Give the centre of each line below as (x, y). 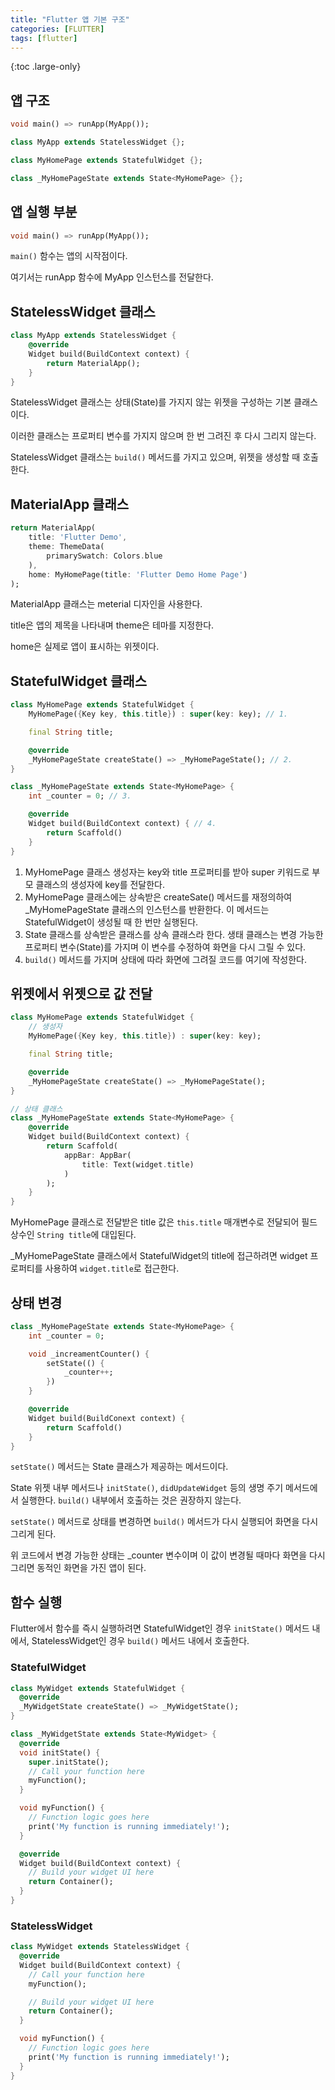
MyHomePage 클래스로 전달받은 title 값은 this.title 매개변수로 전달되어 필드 (164, 1222)
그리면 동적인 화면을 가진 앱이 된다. (78, 1568)
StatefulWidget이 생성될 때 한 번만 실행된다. (111, 922)
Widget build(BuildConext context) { (107, 1418)
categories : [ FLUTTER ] (57, 29)
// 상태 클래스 (36, 1109)
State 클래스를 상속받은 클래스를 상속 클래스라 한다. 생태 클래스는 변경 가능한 (174, 934)
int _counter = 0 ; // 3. (80, 796)
